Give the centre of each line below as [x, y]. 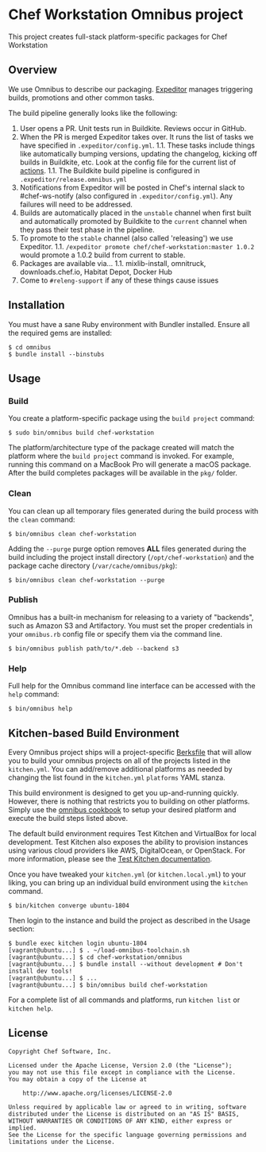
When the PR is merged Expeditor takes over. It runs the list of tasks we [137, 137]
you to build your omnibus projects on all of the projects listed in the [120, 761]
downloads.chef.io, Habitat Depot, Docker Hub [96, 272]
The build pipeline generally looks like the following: [93, 113]
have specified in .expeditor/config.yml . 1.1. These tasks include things [137, 145]
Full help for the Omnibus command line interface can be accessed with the [132, 686]
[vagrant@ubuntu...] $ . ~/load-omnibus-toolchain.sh [99, 950]
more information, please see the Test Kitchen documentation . [110, 858]
